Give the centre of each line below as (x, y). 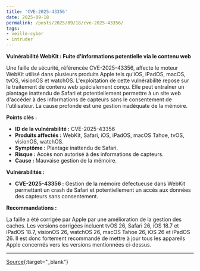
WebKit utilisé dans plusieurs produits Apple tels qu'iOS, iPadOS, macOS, (96, 74)
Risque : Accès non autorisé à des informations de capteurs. (89, 154)
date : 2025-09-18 (28, 17)
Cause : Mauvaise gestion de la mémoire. (66, 161)
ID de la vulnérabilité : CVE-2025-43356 (65, 129)
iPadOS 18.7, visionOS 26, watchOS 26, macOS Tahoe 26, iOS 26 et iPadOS (98, 232)
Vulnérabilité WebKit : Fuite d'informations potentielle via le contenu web (99, 56)
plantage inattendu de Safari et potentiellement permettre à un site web (94, 93)
